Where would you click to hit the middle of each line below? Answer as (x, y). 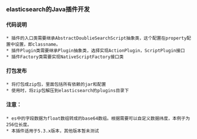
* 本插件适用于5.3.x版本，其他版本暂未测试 (53, 131)
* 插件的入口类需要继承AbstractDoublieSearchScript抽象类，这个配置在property (96, 38)
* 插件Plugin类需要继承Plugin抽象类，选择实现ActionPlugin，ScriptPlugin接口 (96, 51)
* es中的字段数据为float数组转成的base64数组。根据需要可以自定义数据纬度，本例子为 (98, 118)
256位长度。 (19, 124)
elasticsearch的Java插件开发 (48, 9)
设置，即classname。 (37, 45)
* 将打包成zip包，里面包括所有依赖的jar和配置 (56, 84)
